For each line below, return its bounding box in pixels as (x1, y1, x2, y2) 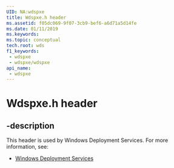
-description (6, 120, 55, 131)
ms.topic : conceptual (6, 37, 61, 43)
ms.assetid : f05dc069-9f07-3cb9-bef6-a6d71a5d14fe (6, 20, 137, 26)
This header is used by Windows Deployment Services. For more (6, 137, 169, 144)
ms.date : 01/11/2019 (6, 25, 59, 32)
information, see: (6, 143, 49, 150)
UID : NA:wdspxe (6, 8, 45, 15)
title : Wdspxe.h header (6, 15, 67, 21)
